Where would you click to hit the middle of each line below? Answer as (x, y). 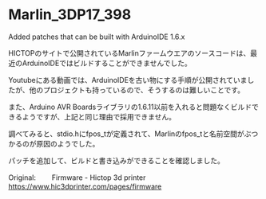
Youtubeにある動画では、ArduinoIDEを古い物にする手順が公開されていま (128, 80)
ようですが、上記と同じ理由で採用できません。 (99, 116)
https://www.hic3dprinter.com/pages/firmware (85, 186)
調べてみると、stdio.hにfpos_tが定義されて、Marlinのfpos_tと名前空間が (127, 134)
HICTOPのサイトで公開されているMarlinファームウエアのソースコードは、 (129, 53)
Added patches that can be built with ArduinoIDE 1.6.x (97, 37)
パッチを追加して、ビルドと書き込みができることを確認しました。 (117, 160)
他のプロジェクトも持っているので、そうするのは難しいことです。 (137, 90)
